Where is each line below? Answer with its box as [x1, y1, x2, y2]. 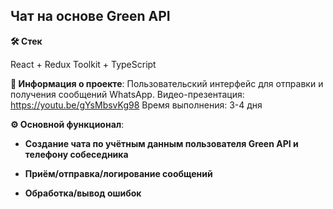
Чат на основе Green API [10, 8, 171, 25]
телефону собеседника [24, 148, 129, 160]
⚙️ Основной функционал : [10, 118, 125, 130]
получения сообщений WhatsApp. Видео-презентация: [10, 88, 245, 100]
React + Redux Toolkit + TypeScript [10, 58, 157, 70]
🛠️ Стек [10, 35, 43, 47]
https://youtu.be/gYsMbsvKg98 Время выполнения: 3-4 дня [10, 99, 263, 111]
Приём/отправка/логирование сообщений [24, 167, 213, 179]
